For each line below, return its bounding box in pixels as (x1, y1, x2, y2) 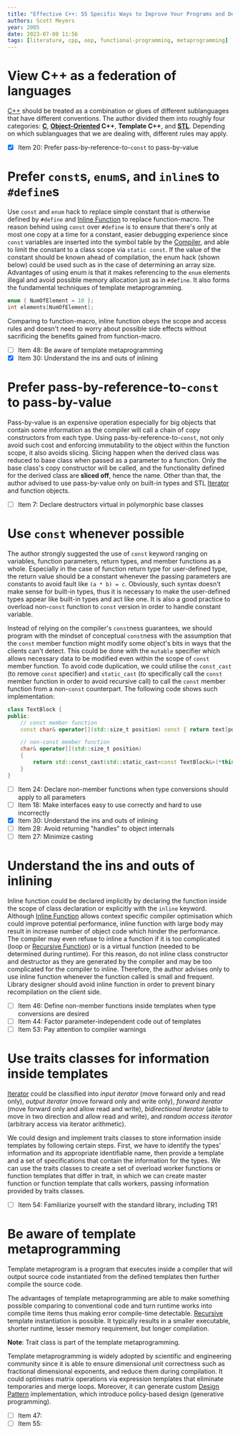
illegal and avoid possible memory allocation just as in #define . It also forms (7, 276, 230, 284)
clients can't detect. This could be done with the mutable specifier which (7, 646, 220, 655)
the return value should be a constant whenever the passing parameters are (7, 572, 231, 581)
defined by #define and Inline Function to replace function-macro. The (7, 215, 214, 224)
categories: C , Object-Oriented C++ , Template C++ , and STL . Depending (7, 122, 226, 131)
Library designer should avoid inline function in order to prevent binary (7, 980, 216, 988)
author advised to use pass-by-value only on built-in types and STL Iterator (7, 478, 229, 487)
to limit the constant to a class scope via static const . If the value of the (7, 246, 221, 254)
